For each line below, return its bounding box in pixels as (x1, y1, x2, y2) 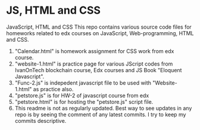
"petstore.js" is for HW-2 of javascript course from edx (14, 92, 149, 99)
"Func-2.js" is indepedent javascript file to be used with (14, 79, 152, 86)
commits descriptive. (14, 117, 67, 124)
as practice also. (33, 85, 74, 92)
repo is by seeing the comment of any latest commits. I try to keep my (14, 111, 186, 118)
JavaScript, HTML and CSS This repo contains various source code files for (6, 23, 192, 30)
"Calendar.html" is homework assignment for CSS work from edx (14, 47, 174, 54)
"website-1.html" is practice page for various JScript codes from (14, 60, 173, 67)
